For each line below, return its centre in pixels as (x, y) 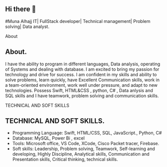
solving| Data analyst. (27, 26)
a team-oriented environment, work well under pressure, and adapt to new (82, 85)
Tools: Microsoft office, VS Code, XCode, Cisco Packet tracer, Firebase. (86, 144)
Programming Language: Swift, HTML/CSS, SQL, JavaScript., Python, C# (87, 133)
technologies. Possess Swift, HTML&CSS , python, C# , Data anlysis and (79, 90)
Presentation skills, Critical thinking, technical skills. (65, 160)
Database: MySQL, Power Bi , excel (48, 138)
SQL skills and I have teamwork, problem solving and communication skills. (82, 96)
